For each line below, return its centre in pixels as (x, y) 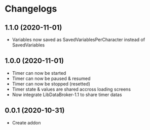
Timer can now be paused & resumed (51, 78)
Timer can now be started (39, 73)
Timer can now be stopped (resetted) (51, 83)
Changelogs (31, 9)
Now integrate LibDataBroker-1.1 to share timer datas (67, 95)
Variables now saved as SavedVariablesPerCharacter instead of (79, 39)
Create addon (26, 122)
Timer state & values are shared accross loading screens (71, 89)
